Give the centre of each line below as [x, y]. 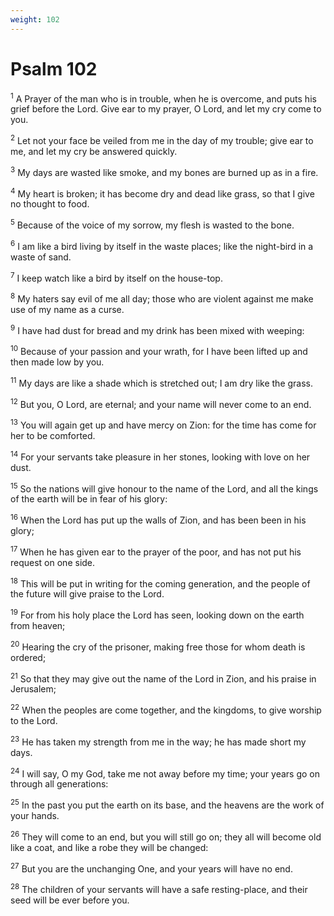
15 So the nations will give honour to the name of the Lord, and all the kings [164, 488]
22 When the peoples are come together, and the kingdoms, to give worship [166, 709]
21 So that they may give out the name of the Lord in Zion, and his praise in [163, 678]
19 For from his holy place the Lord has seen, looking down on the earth [157, 614]
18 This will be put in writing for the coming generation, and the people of [160, 583]
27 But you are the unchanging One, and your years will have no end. [151, 868]
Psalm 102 [54, 68]
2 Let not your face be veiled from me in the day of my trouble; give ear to [162, 139]
